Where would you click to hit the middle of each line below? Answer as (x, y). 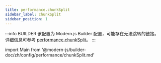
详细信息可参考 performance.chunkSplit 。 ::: (50, 40)
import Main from (23, 50)
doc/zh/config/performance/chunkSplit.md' (50, 55)
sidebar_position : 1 (27, 19)
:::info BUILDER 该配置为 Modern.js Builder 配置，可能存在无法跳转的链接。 (82, 34)
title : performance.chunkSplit (38, 10)
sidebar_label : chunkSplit (33, 14)
